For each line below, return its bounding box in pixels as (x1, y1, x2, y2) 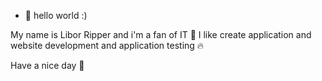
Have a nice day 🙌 (10, 60, 85, 71)
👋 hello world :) (24, 10, 88, 21)
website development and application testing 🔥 (10, 40, 205, 51)
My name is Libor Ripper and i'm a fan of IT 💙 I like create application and (10, 29, 312, 40)
